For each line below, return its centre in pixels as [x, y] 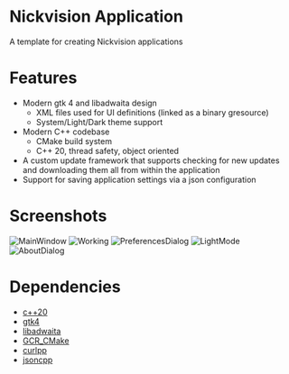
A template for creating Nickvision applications [96, 41]
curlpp [35, 350]
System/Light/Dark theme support [99, 122]
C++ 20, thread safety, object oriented [107, 151]
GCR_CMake [46, 341]
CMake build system [74, 141]
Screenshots [58, 216]
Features [43, 78]
